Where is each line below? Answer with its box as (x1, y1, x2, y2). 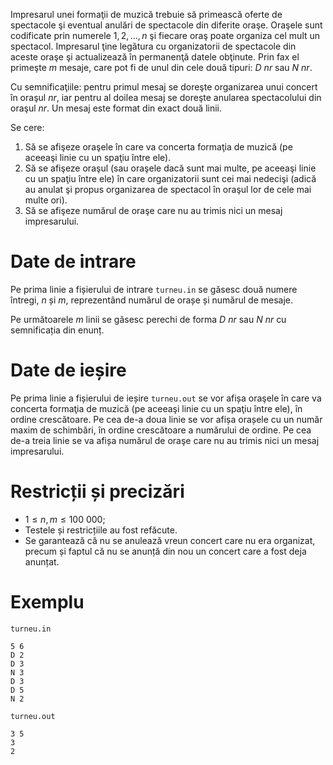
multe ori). (24, 194, 68, 206)
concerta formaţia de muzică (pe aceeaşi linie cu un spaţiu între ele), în (10, 402, 303, 414)
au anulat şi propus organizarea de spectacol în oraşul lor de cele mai (24, 184, 312, 195)
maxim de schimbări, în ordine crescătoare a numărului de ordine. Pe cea (10, 424, 312, 436)
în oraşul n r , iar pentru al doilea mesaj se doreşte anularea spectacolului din (10, 92, 322, 103)
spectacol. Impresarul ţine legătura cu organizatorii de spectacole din (10, 40, 297, 52)
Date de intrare (10, 250, 137, 273)
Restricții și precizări (10, 480, 185, 503)
